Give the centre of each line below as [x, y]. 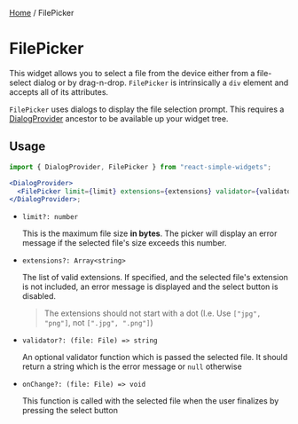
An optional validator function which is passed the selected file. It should [155, 357]
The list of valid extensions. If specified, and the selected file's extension [155, 278]
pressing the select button [70, 411]
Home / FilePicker [42, 13]
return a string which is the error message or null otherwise [132, 366]
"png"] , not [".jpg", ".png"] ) [98, 323]
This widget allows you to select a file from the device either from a [132, 73]
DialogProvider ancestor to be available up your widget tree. [119, 118]
